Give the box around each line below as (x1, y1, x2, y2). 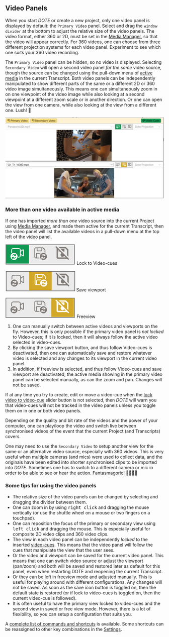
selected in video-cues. (12, 339, 62, 345)
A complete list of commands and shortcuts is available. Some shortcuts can (5, 620, 164, 627)
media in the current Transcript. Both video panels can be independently (5, 75, 156, 81)
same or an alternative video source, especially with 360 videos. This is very (5, 448, 164, 454)
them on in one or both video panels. (5, 407, 81, 413)
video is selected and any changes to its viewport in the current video (12, 355, 157, 361)
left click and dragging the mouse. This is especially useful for (12, 525, 151, 532)
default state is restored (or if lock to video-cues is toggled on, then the (12, 590, 161, 596)
